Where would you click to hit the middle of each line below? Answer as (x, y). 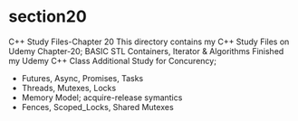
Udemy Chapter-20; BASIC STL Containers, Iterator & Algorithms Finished (146, 51)
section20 (48, 17)
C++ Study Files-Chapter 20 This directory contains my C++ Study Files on (149, 42)
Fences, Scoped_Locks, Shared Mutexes (97, 107)
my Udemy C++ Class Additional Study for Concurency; (112, 60)
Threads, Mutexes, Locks (69, 88)
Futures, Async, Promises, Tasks (82, 78)
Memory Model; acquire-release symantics (102, 98)
